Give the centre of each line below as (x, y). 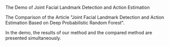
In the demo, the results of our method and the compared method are (79, 32)
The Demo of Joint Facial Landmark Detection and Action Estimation (78, 7)
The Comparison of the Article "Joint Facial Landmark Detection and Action (85, 17)
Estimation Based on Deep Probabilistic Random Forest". (65, 23)
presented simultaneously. (33, 38)
